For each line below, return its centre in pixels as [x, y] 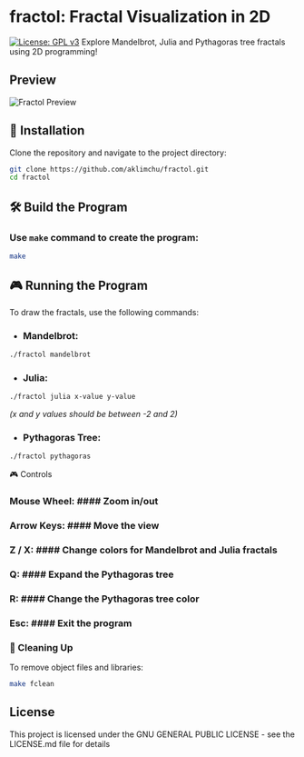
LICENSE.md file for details [60, 743]
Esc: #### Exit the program [71, 623]
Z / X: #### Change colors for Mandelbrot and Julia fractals [144, 550]
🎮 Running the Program [78, 286]
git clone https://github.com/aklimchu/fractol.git [109, 169]
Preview [33, 80]
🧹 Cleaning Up [41, 647]
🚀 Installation [47, 130]
